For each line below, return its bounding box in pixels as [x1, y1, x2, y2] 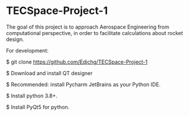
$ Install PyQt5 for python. [6, 103, 70, 110]
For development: [6, 47, 49, 54]
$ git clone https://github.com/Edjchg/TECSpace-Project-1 [6, 58, 148, 65]
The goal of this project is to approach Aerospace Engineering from [6, 23, 170, 30]
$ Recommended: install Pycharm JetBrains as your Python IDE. [6, 80, 161, 88]
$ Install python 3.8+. [6, 92, 58, 99]
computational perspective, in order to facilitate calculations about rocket [6, 29, 183, 36]
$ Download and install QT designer [6, 69, 93, 76]
